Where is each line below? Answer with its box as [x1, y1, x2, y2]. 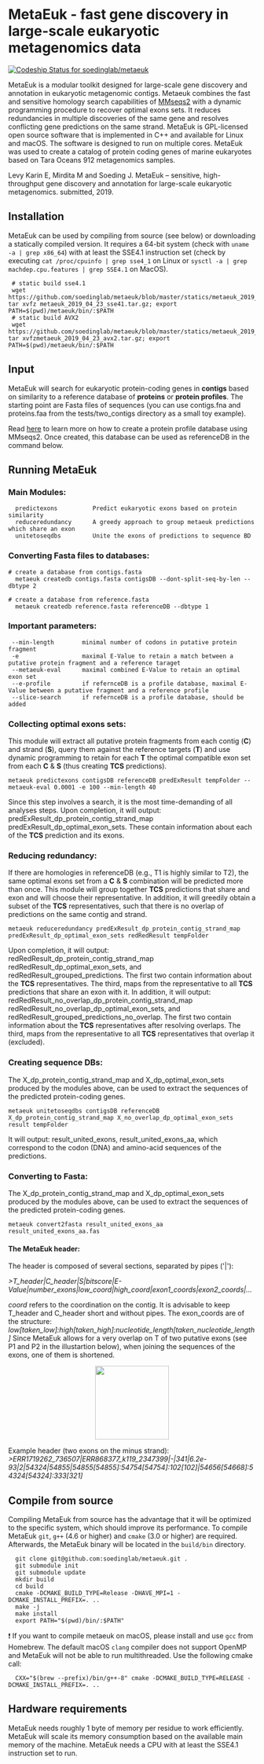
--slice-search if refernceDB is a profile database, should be [11, 693, 244, 701]
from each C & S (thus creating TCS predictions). [8, 761, 167, 771]
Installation [8, 210, 64, 223]
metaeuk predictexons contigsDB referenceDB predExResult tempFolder [8, 776, 241, 785]
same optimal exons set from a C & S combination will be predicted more [8, 876, 244, 886]
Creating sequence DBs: [8, 1057, 104, 1068]
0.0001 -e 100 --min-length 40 [53, 783, 156, 791]
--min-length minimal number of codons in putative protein [11, 638, 237, 646]
